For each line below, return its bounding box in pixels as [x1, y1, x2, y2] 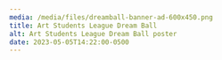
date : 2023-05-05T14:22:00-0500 [9, 37, 129, 47]
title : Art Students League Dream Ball [9, 21, 158, 30]
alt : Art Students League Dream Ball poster [9, 29, 177, 38]
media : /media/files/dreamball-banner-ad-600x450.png [9, 12, 214, 22]
